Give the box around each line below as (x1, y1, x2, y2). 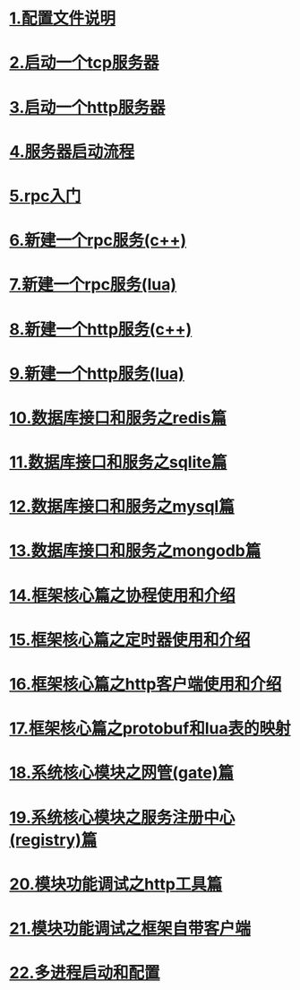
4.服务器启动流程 (9, 141, 135, 161)
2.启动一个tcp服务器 (9, 53, 159, 73)
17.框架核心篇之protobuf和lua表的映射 (9, 718, 291, 739)
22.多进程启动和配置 (9, 963, 160, 983)
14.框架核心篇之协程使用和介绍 (9, 585, 236, 605)
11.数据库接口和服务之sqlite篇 (9, 452, 227, 473)
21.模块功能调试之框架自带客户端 (9, 918, 252, 938)
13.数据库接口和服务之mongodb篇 (9, 541, 261, 561)
